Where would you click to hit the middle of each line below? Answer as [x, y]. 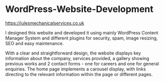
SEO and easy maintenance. [35, 43]
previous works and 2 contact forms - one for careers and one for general [82, 63]
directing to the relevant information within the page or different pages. [79, 74]
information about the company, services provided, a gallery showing [77, 58]
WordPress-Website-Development [79, 9]
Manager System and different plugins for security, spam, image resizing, [81, 38]
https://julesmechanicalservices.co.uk [45, 23]
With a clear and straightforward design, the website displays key [73, 53]
